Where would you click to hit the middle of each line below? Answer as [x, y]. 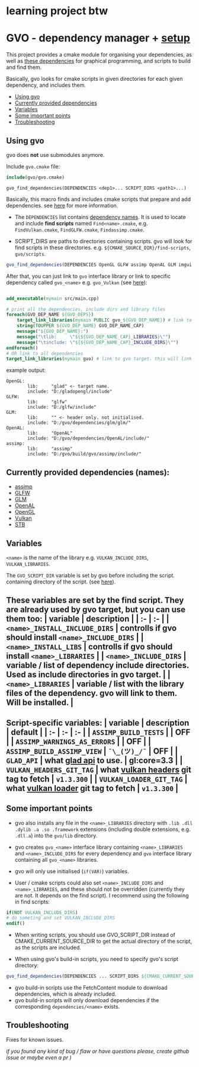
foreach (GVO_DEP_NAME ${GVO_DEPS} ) [50, 315]
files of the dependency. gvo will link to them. [92, 693]
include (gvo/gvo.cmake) [36, 177]
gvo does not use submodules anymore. [55, 155]
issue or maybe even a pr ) [39, 1057]
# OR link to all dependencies [45, 353]
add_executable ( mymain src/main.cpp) [53, 299]
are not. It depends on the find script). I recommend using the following [102, 895]
